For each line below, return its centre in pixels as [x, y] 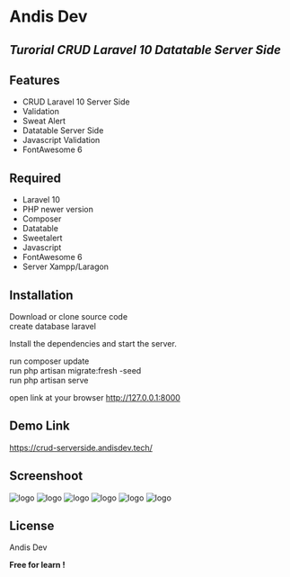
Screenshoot [46, 476]
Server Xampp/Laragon [66, 266]
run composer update [49, 361]
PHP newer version [58, 210]
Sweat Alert [44, 121]
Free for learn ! [37, 565]
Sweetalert [42, 238]
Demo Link [40, 426]
